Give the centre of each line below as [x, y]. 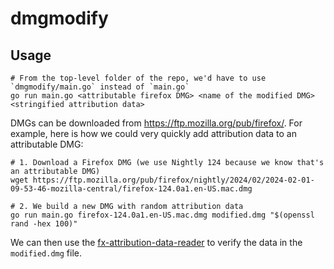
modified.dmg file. [46, 253]
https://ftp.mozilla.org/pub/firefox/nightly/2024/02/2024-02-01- [173, 180]
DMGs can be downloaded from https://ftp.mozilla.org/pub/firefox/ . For [156, 123]
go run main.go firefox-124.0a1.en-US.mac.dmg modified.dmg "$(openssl [162, 215]
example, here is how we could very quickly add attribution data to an [153, 133]
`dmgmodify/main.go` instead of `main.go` [100, 87]
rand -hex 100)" [44, 224]
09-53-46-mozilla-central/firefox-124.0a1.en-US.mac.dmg [131, 189]
